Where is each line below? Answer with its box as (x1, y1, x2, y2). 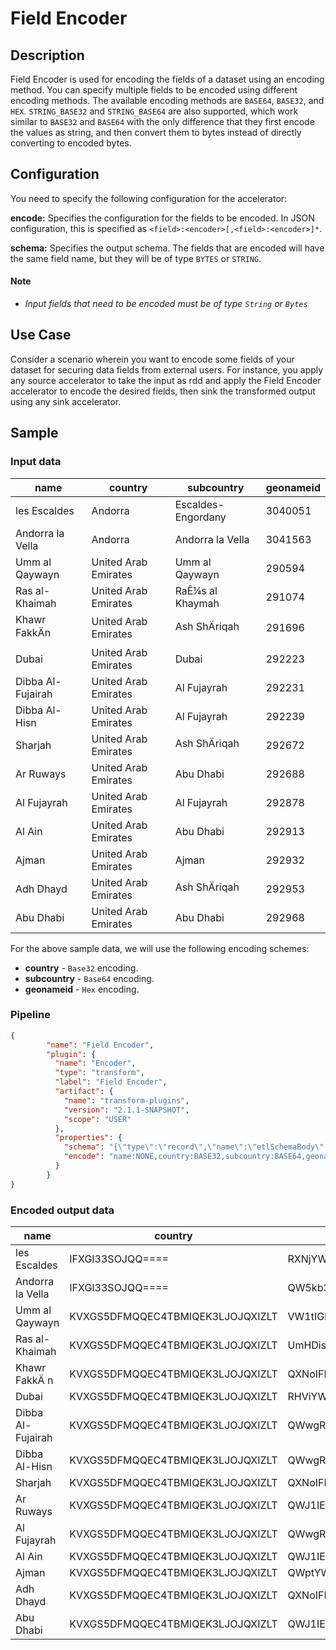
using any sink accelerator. (10, 395, 122, 407)
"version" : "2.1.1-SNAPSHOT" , (63, 1105, 190, 1115)
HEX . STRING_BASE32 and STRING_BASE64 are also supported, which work (10, 105, 299, 117)
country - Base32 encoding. (24, 962, 139, 974)
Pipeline (10, 1008, 51, 1022)
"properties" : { (54, 1133, 123, 1143)
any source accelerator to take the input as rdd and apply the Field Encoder (10, 374, 322, 386)
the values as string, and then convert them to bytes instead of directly (10, 127, 302, 138)
